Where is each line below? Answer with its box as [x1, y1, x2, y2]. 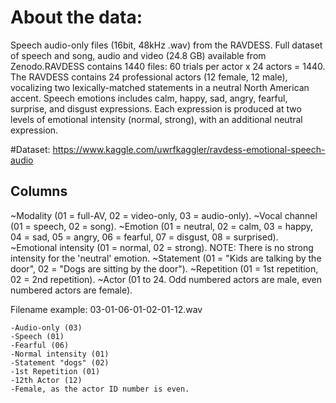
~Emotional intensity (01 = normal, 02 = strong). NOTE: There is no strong [10, 241, 314, 253]
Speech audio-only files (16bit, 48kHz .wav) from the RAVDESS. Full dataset [10, 39, 323, 51]
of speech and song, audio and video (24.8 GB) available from [10, 49, 267, 61]
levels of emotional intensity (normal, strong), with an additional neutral [10, 113, 303, 125]
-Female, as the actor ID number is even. [10, 384, 190, 394]
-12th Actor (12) [10, 375, 83, 385]
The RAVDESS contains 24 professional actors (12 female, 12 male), [10, 71, 288, 83]
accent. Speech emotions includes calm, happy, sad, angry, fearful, [10, 92, 288, 104]
